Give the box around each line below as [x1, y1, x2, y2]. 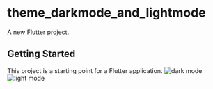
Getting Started [7, 48, 76, 60]
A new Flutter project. [7, 28, 70, 36]
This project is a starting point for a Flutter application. [7, 66, 163, 74]
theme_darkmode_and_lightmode [7, 5, 207, 21]
